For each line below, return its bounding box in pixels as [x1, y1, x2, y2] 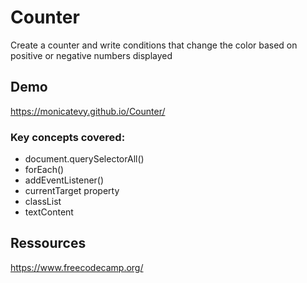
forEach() [24, 164, 65, 176]
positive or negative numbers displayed [10, 49, 173, 61]
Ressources [10, 235, 87, 252]
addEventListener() [24, 174, 105, 186]
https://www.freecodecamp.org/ [10, 261, 144, 273]
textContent [24, 206, 74, 218]
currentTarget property [24, 185, 120, 197]
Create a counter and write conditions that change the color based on [10, 39, 298, 51]
